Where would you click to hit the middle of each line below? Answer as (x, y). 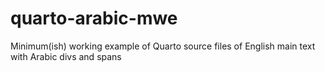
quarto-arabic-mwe (94, 18)
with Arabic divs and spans (66, 56)
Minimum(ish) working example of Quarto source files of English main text (163, 46)
